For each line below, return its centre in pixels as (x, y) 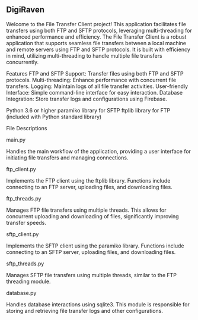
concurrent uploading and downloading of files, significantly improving (92, 216)
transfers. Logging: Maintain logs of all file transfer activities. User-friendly (97, 86)
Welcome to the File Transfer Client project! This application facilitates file (96, 24)
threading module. (28, 281)
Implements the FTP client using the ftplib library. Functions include (88, 180)
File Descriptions (27, 128)
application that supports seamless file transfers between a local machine (96, 43)
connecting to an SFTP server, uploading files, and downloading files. (91, 252)
